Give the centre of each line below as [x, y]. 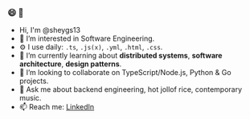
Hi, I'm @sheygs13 [50, 30]
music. [30, 98]
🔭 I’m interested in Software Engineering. [87, 38]
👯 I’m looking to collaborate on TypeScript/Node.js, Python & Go [125, 73]
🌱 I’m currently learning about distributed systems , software [121, 56]
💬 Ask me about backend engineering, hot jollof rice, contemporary [131, 89]
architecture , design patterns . [70, 64]
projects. [34, 81]
